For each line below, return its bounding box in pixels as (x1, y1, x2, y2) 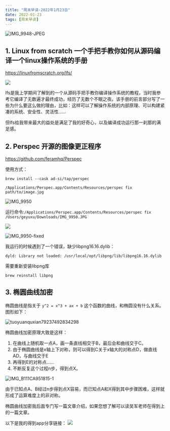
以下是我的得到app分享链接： (5, 420, 67, 426)
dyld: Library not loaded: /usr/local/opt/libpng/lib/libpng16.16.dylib (5, 253, 162, 258)
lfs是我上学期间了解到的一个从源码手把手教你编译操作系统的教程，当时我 (5, 90, 157, 96)
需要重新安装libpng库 (5, 263, 50, 269)
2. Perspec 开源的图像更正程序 (5, 142, 101, 151)
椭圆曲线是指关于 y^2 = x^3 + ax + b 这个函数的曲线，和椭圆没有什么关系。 (5, 302, 164, 309)
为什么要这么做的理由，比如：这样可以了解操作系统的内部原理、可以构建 (9, 102, 160, 109)
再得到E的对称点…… (12, 359, 55, 365)
